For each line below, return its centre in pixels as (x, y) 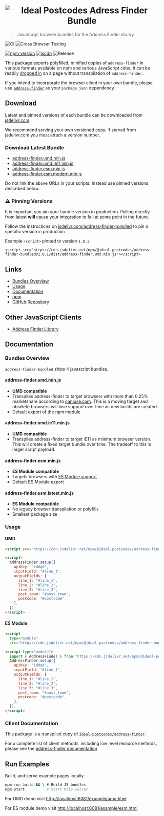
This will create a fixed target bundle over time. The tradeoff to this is (82, 444)
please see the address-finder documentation (51, 749)
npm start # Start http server (47, 789)
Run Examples (27, 764)
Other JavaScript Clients (43, 317)
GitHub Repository (31, 302)
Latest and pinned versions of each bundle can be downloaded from (74, 115)
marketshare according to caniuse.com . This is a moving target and (80, 401)
